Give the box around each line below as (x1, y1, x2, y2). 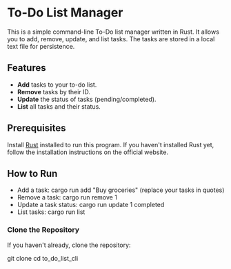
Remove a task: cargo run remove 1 (17, 193, 117, 202)
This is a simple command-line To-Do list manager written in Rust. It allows (7, 28, 219, 36)
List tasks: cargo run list (17, 208, 86, 216)
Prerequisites (7, 122, 66, 134)
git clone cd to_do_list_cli (7, 254, 79, 262)
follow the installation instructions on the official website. (7, 148, 169, 156)
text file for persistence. (7, 42, 75, 50)
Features (7, 62, 46, 74)
